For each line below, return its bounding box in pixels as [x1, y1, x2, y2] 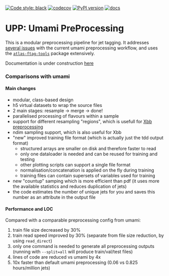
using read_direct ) [12, 238, 52, 244]
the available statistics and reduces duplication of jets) [12, 183, 127, 189]
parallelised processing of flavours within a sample [12, 113, 119, 119]
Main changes [5, 86, 36, 92]
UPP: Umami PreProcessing [5, 23, 124, 34]
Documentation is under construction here [5, 60, 94, 66]
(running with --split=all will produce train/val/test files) [12, 249, 133, 255]
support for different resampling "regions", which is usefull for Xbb [12, 119, 152, 125]
